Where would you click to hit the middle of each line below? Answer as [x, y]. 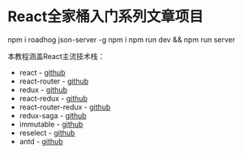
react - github [42, 72]
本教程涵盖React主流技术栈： [56, 56]
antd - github [41, 141]
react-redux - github [54, 98]
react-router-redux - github [65, 107]
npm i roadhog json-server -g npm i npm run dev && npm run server [122, 39]
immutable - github [51, 124]
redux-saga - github [53, 115]
